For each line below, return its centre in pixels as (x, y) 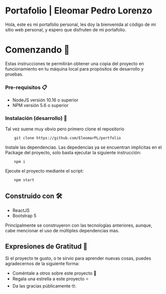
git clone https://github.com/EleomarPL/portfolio (68, 138)
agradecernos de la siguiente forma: (42, 264)
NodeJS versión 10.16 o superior (45, 100)
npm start (24, 180)
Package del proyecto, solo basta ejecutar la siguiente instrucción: (73, 153)
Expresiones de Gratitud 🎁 (46, 246)
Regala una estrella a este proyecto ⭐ (50, 279)
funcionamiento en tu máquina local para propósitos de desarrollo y (75, 69)
